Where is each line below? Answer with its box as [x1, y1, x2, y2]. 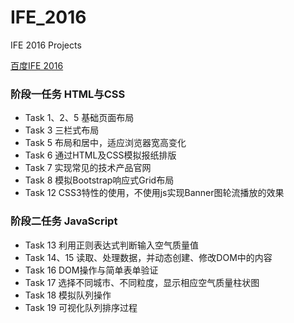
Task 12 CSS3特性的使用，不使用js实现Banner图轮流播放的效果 [24, 187, 285, 199]
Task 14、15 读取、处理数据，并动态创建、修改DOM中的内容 [24, 251, 273, 263]
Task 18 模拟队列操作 [24, 289, 112, 301]
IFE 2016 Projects [10, 39, 82, 51]
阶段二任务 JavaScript [10, 214, 118, 228]
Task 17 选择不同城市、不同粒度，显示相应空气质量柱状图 [24, 276, 260, 288]
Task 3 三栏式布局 [24, 124, 100, 136]
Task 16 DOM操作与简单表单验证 [24, 264, 159, 276]
